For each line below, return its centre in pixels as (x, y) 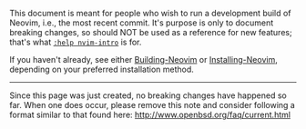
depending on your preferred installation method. (102, 69)
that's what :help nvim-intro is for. (76, 42)
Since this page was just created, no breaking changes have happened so (148, 95)
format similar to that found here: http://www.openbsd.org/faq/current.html (150, 114)
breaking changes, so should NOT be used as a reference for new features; (151, 32)
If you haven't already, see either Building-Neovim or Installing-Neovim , (143, 60)
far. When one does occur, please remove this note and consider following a (153, 105)
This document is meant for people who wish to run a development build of (150, 13)
